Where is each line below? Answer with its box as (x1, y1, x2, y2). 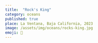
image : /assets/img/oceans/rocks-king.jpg (5, 26, 93, 31)
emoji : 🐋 (5, 30, 23, 35)
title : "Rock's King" (5, 7, 51, 12)
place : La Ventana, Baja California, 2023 (5, 21, 93, 26)
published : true (5, 16, 38, 21)
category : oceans (5, 12, 41, 17)
